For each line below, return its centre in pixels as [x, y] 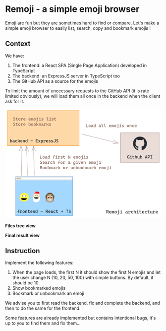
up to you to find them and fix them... [43, 323]
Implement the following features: [39, 263]
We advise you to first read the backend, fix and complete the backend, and [83, 303]
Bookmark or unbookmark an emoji [48, 293]
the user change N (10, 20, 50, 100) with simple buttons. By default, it [83, 278]
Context [18, 44]
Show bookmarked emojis [39, 288]
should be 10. [26, 283]
